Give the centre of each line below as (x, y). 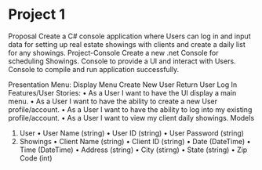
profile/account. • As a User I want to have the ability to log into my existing (130, 109)
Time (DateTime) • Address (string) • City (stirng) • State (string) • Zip (133, 150)
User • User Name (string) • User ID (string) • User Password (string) (132, 133)
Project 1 (36, 14)
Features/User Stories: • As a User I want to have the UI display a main (122, 92)
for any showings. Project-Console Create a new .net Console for (113, 52)
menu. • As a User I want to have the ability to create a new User (113, 101)
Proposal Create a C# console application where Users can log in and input (129, 36)
